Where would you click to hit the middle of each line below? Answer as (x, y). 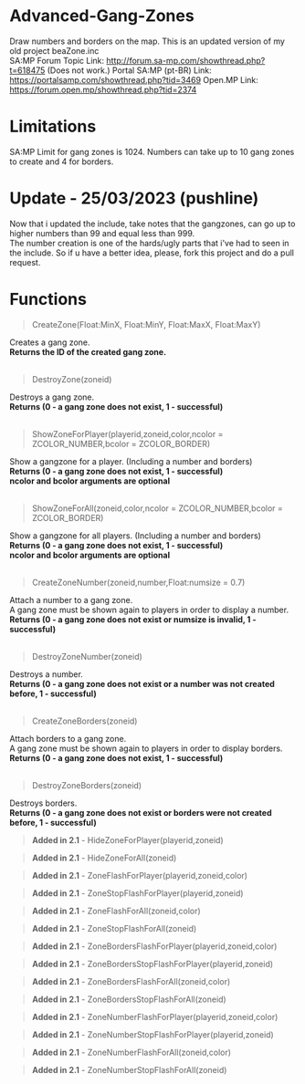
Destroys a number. (47, 674)
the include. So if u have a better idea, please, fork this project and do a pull (152, 253)
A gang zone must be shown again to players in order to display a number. (149, 610)
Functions (48, 299)
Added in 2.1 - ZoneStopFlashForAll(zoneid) (114, 928)
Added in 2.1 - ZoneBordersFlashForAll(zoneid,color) (131, 981)
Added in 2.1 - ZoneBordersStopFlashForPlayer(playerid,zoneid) (152, 964)
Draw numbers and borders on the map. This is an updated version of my (147, 41)
